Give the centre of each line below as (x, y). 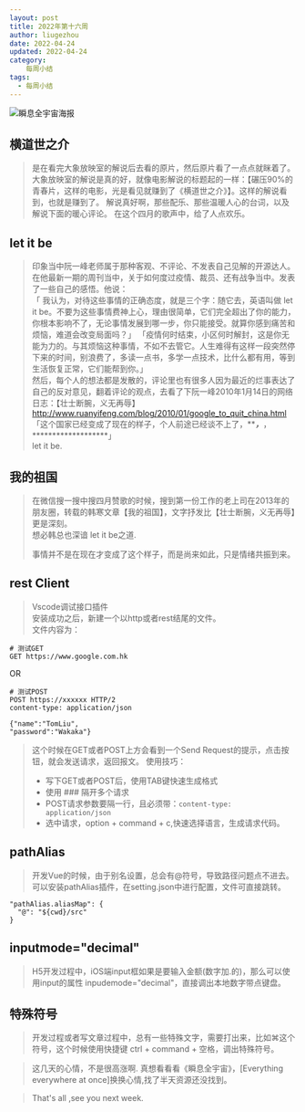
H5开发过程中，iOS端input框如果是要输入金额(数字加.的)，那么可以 (157, 971)
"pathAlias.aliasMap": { (56, 904)
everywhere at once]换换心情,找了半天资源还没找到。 (132, 1080)
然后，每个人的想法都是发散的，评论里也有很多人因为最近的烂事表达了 (163, 381)
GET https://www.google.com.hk (69, 656)
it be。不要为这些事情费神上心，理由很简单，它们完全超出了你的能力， (163, 312)
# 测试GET (26, 648)
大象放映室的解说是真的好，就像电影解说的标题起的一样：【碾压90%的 (163, 180)
